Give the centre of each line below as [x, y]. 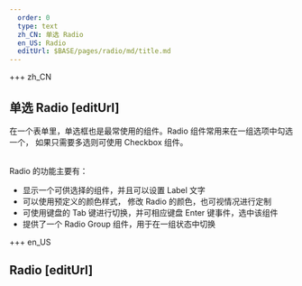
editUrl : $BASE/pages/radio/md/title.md [94, 51]
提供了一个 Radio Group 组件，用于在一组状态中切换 [119, 224]
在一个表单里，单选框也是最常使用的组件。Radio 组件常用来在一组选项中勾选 [151, 131]
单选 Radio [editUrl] [64, 108]
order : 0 [34, 18]
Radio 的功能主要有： [49, 171]
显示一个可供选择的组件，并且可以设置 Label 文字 [114, 189]
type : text [38, 26]
